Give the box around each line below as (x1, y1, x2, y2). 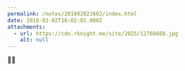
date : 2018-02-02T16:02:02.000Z (7, 17, 102, 24)
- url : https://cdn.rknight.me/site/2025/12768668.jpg (13, 30, 179, 37)
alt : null (20, 37, 49, 44)
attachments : (7, 23, 46, 30)
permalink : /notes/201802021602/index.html (7, 10, 138, 18)
